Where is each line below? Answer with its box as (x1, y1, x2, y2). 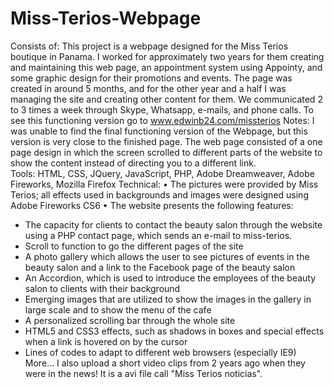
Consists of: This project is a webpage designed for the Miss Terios (10, 40, 289, 52)
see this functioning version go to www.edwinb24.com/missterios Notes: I (10, 114, 315, 126)
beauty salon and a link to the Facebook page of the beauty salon (24, 261, 296, 273)
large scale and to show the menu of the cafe (24, 303, 212, 316)
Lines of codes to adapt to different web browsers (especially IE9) (24, 346, 297, 358)
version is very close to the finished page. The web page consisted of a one (10, 135, 323, 147)
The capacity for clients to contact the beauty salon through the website (24, 218, 323, 231)
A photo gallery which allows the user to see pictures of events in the (24, 250, 310, 262)
